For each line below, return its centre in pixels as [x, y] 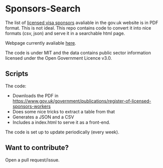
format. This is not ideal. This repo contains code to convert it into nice [78, 28]
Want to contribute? [37, 148]
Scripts [17, 74]
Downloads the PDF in [35, 95]
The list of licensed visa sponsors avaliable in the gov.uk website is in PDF [82, 23]
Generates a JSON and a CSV [43, 117]
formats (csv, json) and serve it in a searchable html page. [65, 33]
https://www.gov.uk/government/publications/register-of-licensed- [82, 101]
